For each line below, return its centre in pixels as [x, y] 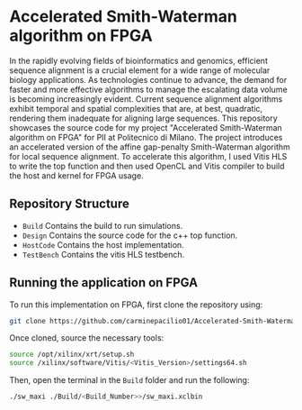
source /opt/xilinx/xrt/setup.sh [72, 355]
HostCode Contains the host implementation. [103, 244]
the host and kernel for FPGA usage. [76, 175]
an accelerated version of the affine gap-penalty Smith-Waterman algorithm [150, 147]
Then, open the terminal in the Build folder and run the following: [129, 380]
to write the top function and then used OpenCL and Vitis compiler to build [147, 166]
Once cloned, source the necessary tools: [87, 338]
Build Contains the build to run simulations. [102, 225]
